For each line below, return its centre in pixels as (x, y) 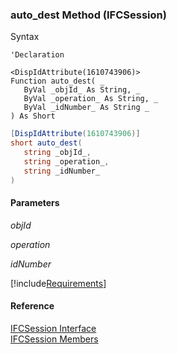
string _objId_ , (57, 153)
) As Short (33, 116)
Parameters (35, 203)
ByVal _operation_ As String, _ (91, 99)
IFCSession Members (54, 339)
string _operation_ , (66, 161)
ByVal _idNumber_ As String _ (86, 108)
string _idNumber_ (62, 171)
